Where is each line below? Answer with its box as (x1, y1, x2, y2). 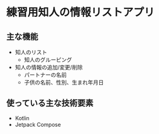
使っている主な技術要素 (6, 98, 94, 109)
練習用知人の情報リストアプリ (6, 5, 155, 19)
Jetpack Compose (15, 121, 62, 128)
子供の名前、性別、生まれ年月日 (24, 79, 104, 86)
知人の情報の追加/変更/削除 (15, 64, 83, 71)
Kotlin (15, 114, 30, 121)
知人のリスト (15, 49, 47, 56)
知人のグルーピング (24, 56, 73, 63)
